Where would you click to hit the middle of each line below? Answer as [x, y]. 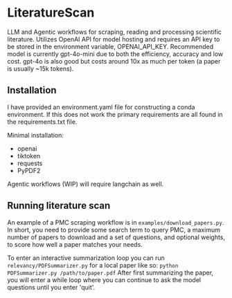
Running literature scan [59, 206]
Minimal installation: [36, 135]
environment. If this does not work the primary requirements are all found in [115, 114]
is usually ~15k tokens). [41, 68]
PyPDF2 [29, 170]
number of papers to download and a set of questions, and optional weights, [116, 237]
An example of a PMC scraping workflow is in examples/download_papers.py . [116, 222]
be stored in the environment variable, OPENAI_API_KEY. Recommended [110, 46]
